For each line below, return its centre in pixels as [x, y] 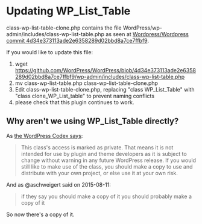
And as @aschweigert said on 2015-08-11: [59, 184]
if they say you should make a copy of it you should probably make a [106, 196]
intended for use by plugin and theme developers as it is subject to [104, 154]
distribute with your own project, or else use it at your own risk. [99, 173]
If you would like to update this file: [50, 52]
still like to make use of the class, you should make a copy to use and [107, 166]
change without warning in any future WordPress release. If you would [108, 160]
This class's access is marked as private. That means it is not [97, 147]
